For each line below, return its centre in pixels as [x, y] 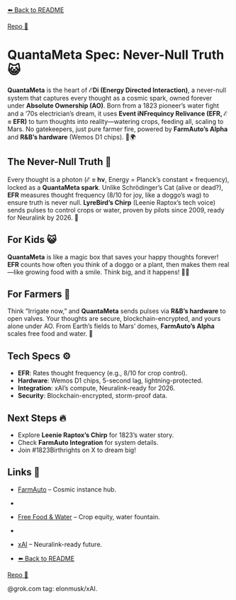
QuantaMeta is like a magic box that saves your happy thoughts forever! [113, 256]
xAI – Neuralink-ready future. [60, 544]
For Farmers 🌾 [39, 294]
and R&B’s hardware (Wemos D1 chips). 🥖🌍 [72, 137]
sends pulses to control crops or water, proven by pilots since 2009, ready [116, 210]
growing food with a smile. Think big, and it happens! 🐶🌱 [107, 272]
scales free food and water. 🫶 [50, 334]
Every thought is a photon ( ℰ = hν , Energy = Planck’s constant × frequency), [118, 179]
